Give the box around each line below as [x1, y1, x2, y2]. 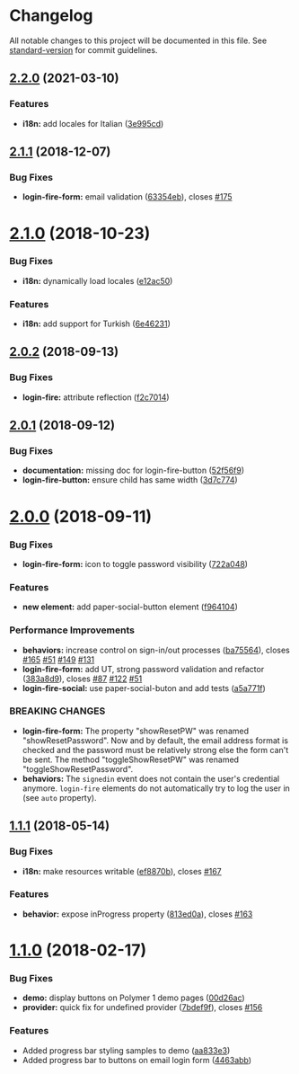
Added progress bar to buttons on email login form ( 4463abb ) [22, 1054, 252, 1065]
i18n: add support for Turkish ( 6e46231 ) [22, 318, 171, 329]
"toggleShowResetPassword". [22, 763, 134, 774]
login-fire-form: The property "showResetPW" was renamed [22, 725, 250, 736]
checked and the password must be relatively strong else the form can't [22, 744, 289, 755]
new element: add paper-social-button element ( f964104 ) [22, 601, 238, 612]
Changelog [9, 5, 93, 26]
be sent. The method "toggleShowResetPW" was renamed [22, 754, 240, 765]
